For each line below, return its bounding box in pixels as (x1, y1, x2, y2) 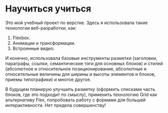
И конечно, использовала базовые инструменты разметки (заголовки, (5, 55, 157, 61)
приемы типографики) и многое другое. (5, 76, 92, 82)
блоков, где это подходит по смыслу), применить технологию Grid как (5, 91, 157, 97)
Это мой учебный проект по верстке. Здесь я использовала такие (5, 20, 148, 26)
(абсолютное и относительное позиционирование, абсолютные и (5, 66, 147, 72)
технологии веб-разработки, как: (5, 25, 77, 31)
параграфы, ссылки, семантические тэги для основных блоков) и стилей (5, 60, 163, 66)
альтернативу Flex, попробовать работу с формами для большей (5, 96, 146, 103)
